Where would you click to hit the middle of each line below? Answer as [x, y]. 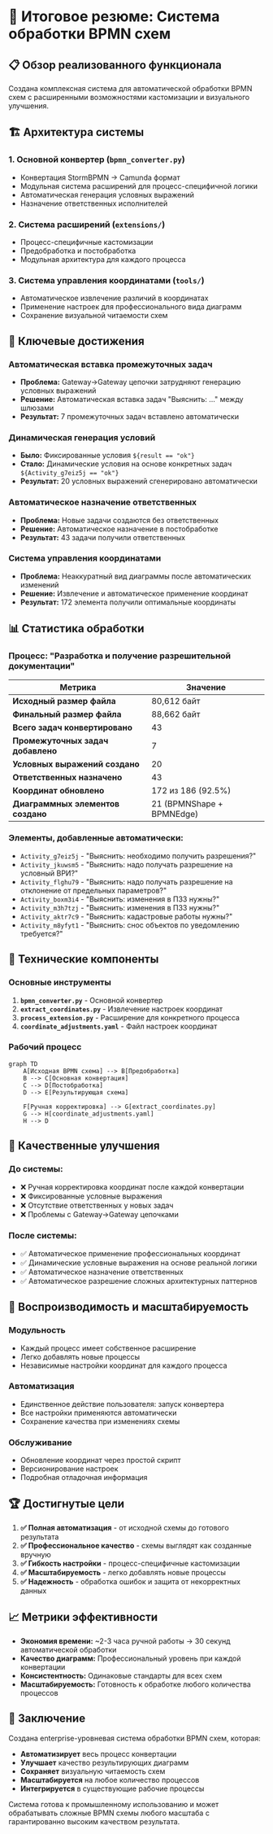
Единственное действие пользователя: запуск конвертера [122, 1404]
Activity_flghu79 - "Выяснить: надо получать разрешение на [126, 881]
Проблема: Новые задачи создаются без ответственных [119, 520]
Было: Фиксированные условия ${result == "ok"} [107, 456]
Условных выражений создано [76, 764]
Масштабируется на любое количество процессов [110, 1779]
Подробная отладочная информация [84, 1478]
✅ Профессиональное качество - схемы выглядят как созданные [136, 1545]
